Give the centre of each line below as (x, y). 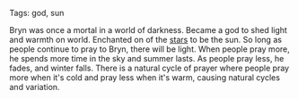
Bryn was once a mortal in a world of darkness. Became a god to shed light (148, 30)
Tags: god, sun (37, 13)
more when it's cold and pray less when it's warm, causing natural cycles (145, 78)
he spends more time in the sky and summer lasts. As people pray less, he (147, 58)
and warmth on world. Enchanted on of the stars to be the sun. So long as (146, 40)
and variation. (35, 87)
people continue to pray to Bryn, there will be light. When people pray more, (149, 49)
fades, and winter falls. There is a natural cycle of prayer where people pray (149, 68)
